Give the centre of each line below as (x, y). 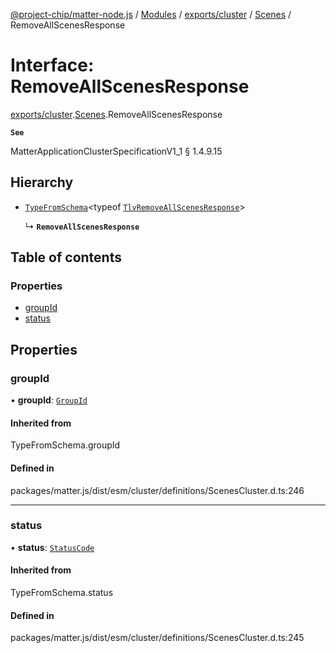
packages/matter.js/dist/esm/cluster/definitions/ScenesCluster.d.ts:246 (157, 490)
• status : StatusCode (52, 547)
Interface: (52, 65)
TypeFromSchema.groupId (65, 445)
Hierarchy (42, 182)
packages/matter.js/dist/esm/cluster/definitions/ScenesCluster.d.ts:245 (157, 638)
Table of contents (66, 257)
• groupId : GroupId (49, 400)
